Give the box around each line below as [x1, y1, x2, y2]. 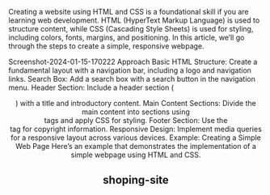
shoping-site [102, 173, 170, 187]
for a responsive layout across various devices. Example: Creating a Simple [11, 133, 261, 142]
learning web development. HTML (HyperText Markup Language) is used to [8, 15, 260, 25]
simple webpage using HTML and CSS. [70, 150, 201, 159]
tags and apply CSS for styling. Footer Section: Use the [44, 116, 228, 125]
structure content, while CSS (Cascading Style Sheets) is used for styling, [8, 24, 254, 33]
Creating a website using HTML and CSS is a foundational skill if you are [8, 7, 249, 16]
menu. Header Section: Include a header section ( [8, 83, 174, 92]
